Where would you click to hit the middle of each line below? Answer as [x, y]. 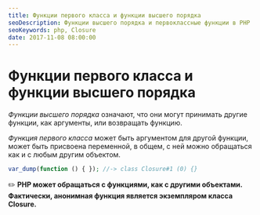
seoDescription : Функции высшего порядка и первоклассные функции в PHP [129, 23]
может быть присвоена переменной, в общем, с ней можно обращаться [130, 147]
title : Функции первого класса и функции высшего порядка [105, 15]
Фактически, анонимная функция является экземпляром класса [121, 196]
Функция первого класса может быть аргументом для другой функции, [128, 138]
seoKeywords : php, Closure [52, 30]
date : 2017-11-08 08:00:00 [52, 37]
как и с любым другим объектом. [65, 155]
